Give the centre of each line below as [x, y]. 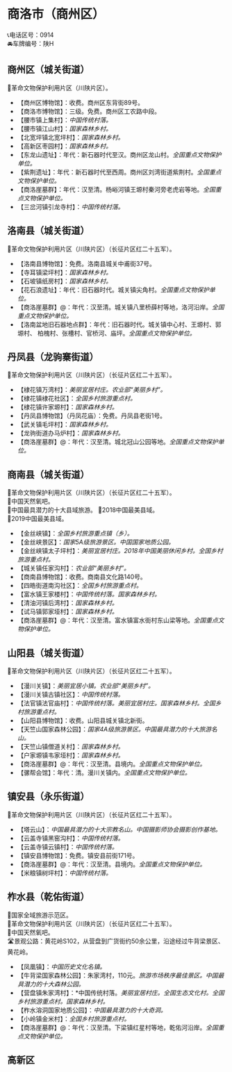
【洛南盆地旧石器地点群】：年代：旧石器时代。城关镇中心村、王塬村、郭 [119, 324]
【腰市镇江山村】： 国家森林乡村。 [65, 129]
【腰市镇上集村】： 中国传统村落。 [65, 119]
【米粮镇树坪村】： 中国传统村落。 [65, 873]
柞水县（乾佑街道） [48, 897]
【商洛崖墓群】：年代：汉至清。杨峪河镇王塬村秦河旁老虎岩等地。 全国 [116, 189]
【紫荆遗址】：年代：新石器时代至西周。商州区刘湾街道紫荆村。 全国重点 [119, 172]
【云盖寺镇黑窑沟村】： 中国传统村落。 [71, 838]
